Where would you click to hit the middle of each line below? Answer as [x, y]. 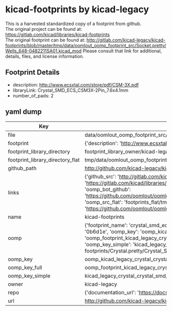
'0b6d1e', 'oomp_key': [112, 232]
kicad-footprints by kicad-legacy [77, 9]
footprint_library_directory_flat [44, 160]
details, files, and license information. [45, 56]
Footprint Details [33, 72]
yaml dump [24, 112]
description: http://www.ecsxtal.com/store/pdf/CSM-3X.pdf [76, 85]
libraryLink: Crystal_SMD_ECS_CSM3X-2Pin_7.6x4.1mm [71, 90]
